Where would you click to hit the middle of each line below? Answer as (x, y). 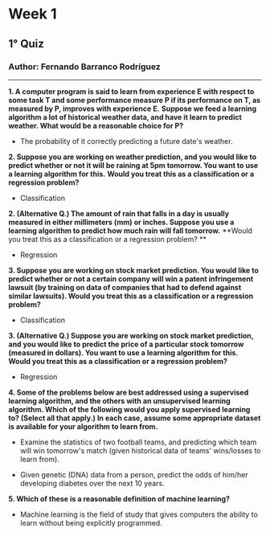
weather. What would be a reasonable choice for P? (96, 125)
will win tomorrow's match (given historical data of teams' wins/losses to (140, 450)
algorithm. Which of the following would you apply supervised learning (129, 409)
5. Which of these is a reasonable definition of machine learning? (119, 498)
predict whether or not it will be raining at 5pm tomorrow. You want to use (133, 165)
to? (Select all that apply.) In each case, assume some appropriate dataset (135, 418)
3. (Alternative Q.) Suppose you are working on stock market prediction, (131, 335)
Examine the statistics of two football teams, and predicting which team (138, 442)
